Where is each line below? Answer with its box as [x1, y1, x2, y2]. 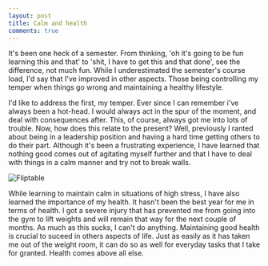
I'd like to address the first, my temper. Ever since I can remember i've [8, 98, 239, 108]
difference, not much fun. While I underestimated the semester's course [8, 66, 246, 75]
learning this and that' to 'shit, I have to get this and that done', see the [8, 57, 241, 66]
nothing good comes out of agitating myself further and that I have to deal [8, 149, 252, 159]
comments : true [8, 26, 59, 34]
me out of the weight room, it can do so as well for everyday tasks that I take [8, 240, 261, 249]
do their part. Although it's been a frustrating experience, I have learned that [8, 141, 260, 151]
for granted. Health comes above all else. [8, 248, 144, 258]
